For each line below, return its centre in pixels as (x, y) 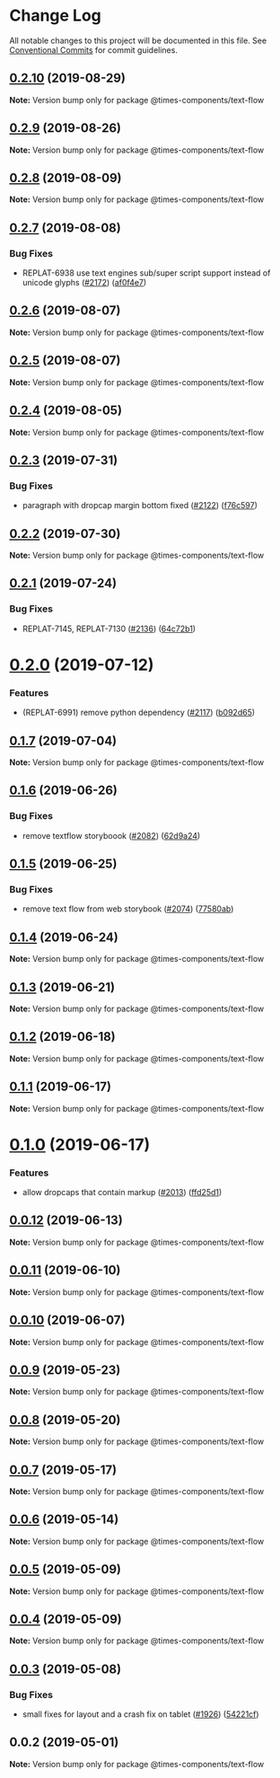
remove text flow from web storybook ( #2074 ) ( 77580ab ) (128, 909)
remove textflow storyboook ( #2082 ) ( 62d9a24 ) (111, 835)
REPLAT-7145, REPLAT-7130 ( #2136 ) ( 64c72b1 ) (109, 629)
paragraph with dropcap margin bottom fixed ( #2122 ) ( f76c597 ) (140, 506)
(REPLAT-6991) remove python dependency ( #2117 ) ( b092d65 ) (139, 713)
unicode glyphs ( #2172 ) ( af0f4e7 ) (84, 283)
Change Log (55, 16)
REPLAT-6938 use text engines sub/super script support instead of (146, 273)
